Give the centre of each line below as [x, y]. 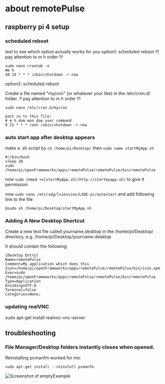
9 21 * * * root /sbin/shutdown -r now [46, 125]
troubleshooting [30, 333]
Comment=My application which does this [47, 264]
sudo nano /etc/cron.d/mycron [36, 107]
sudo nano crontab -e [27, 66]
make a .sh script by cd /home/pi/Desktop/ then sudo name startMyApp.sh [80, 148]
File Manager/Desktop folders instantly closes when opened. [80, 347]
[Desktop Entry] [22, 256]
